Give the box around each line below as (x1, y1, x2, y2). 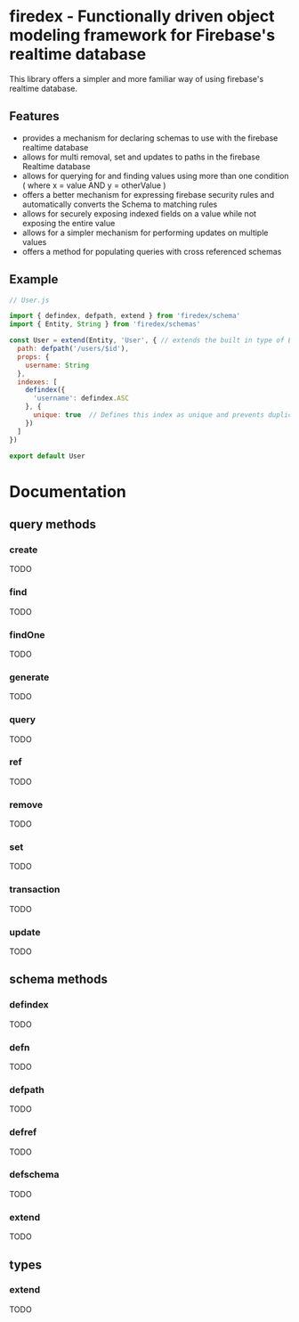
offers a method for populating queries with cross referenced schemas (21, 246, 282, 257)
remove (9, 798, 43, 811)
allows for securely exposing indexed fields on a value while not (21, 208, 256, 219)
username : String (25, 361, 90, 370)
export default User (9, 452, 86, 461)
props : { (17, 352, 50, 362)
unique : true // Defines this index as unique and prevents (32, 411, 265, 420)
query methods (9, 517, 96, 532)
